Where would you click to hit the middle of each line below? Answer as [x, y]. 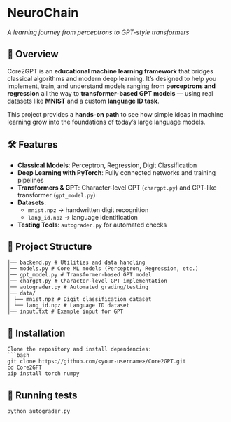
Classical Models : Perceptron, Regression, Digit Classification [107, 165]
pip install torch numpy [43, 374]
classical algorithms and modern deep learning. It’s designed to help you [112, 78]
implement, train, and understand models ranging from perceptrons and [111, 86]
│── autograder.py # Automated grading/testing [78, 287]
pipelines [30, 180]
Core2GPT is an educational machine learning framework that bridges [110, 71]
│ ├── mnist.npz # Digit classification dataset [79, 300]
